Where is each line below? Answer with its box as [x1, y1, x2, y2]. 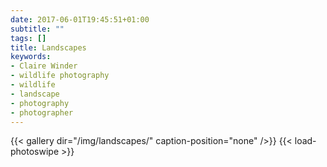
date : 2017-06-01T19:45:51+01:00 [10, 14, 150, 25]
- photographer [10, 107, 74, 118]
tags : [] [10, 33, 47, 43]
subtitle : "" [10, 24, 65, 34]
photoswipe [10, 146, 60, 158]
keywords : [10, 52, 52, 62]
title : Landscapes [10, 42, 87, 53]
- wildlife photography [10, 71, 110, 81]
